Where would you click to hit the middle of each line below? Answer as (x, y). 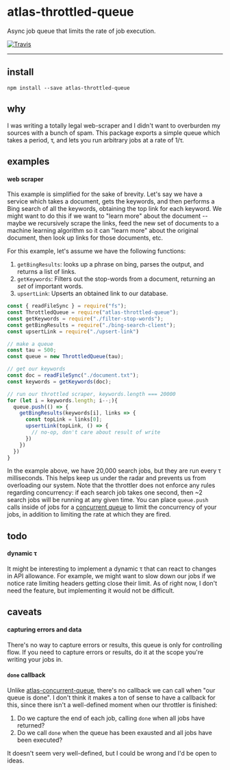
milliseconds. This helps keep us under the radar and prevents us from (107, 478)
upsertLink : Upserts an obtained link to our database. (92, 294)
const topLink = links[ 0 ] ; (64, 420)
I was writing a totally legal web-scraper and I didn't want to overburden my (114, 125)
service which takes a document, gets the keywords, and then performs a (111, 201)
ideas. (16, 760)
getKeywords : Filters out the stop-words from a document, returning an (116, 279)
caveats (25, 612)
